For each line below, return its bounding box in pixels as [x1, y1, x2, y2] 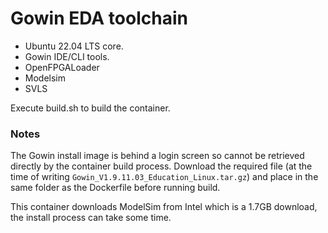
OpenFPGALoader [24, 61, 100, 73]
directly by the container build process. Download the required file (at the [10, 160, 313, 172]
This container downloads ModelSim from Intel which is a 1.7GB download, [10, 201, 318, 213]
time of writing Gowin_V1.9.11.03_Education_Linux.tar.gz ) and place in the [10, 171, 319, 183]
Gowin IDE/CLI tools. [24, 50, 110, 62]
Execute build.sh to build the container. [10, 102, 171, 114]
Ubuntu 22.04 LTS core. [24, 40, 124, 52]
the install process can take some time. [10, 212, 172, 224]
